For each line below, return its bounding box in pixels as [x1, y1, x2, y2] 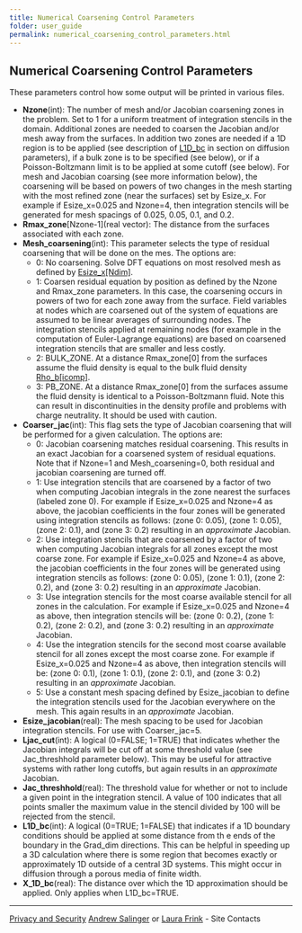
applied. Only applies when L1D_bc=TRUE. [22, 887, 180, 899]
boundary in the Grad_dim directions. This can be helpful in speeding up [22, 840, 290, 850]
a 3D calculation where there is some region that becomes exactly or [22, 849, 278, 860]
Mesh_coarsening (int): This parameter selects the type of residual [22, 238, 270, 249]
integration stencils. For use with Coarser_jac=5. [22, 725, 202, 736]
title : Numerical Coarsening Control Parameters [9, 13, 195, 22]
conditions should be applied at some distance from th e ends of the [22, 831, 276, 841]
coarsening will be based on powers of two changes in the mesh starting [22, 181, 292, 191]
